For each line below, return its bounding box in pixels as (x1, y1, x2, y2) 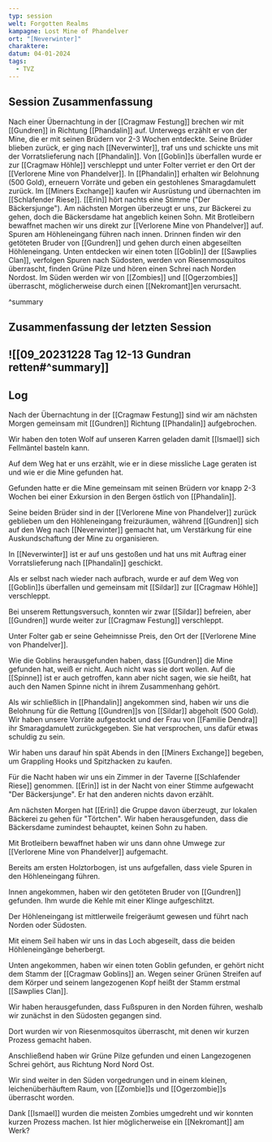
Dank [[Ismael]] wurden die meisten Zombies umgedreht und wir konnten (8, 1109, 253, 1118)
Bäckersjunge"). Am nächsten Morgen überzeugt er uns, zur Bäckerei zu (8, 203, 252, 212)
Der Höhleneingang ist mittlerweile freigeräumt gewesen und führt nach (8, 912, 249, 921)
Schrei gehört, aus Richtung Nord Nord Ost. (8, 1060, 154, 1070)
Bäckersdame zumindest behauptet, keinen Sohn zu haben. (8, 823, 209, 833)
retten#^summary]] (8, 361, 110, 374)
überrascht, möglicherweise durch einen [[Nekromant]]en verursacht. (8, 281, 242, 291)
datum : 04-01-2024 (8, 50, 71, 58)
